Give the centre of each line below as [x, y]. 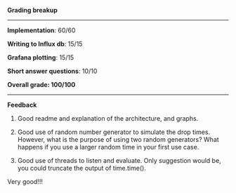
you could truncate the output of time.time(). [81, 168]
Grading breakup [33, 10]
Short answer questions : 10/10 [52, 71]
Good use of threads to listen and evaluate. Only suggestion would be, [119, 160]
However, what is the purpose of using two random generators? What [118, 139]
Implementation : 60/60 [41, 30]
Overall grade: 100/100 [41, 85]
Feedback [22, 105]
